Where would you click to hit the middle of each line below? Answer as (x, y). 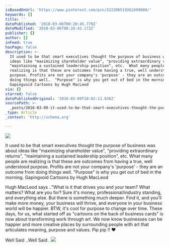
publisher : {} (20, 33)
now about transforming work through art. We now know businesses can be (84, 219)
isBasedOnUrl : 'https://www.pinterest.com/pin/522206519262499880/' (78, 10)
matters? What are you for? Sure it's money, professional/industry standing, (83, 192)
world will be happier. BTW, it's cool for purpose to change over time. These (84, 208)
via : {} (13, 89)
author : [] (17, 38)
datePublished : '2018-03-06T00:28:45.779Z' (52, 24)
